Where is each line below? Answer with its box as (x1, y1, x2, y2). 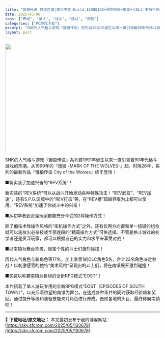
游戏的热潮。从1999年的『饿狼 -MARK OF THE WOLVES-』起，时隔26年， (5, 163, 156, 169)
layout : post (5, 30, 32, 35)
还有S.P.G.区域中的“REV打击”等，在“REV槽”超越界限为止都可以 (15, 196, 142, 202)
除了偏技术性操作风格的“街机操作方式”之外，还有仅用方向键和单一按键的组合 (5, 223, 160, 229)
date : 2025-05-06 (5, 12, 41, 17)
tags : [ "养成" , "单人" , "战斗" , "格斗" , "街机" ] (5, 16, 99, 21)
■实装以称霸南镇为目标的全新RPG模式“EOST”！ (5, 273, 102, 279)
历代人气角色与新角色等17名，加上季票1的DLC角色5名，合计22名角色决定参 (5, 256, 157, 262)
